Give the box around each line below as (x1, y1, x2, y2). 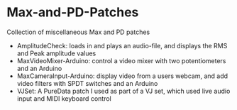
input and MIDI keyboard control (16, 94, 111, 103)
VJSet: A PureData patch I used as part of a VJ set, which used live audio (16, 87, 231, 95)
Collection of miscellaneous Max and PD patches (6, 28, 150, 36)
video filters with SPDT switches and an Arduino (16, 79, 158, 87)
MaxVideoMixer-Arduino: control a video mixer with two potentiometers (16, 56, 226, 65)
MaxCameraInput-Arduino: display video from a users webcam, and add (16, 72, 228, 80)
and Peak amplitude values (16, 49, 97, 57)
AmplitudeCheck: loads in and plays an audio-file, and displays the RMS (16, 41, 228, 50)
